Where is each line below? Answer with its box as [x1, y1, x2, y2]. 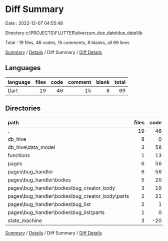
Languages [5, 64, 41, 72]
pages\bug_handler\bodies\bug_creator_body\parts [7, 192, 129, 199]
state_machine [7, 217, 42, 224]
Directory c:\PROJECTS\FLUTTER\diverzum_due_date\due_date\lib [5, 30, 142, 36]
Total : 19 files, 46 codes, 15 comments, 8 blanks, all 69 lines [5, 39, 130, 46]
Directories [5, 104, 41, 113]
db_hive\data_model [7, 144, 55, 151]
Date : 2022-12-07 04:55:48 [5, 20, 63, 26]
